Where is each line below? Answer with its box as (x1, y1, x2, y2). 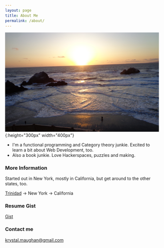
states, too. (5, 181, 28, 187)
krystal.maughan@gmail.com (5, 237, 64, 243)
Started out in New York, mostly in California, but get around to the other (5, 175, 151, 181)
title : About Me (5, 13, 38, 18)
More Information (5, 164, 47, 171)
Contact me (5, 226, 34, 233)
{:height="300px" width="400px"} (5, 132, 75, 138)
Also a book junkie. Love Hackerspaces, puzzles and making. (12, 152, 136, 158)
